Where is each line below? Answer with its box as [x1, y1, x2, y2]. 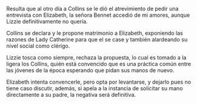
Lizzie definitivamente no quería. [6, 18, 88, 25]
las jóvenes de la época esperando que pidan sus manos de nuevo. [6, 67, 175, 74]
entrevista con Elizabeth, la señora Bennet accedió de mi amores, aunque [6, 11, 190, 19]
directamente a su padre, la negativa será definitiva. [6, 91, 136, 98]
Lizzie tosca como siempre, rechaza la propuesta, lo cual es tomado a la [6, 54, 187, 61]
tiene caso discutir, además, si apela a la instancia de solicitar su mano [6, 85, 183, 92]
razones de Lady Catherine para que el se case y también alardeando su [6, 36, 188, 43]
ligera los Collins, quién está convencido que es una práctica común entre [6, 60, 192, 67]
